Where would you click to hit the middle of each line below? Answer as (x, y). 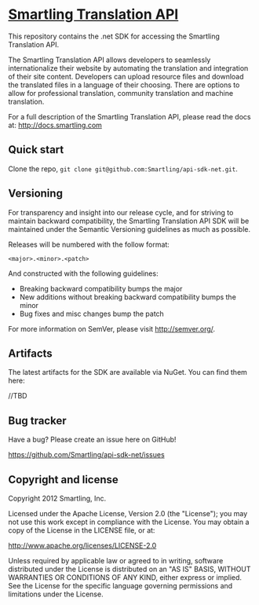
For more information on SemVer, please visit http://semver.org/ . (112, 328)
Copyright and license (64, 480)
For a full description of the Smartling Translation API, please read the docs (129, 116)
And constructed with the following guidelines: (83, 273)
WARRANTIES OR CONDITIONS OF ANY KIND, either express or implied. (125, 577)
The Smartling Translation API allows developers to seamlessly (109, 60)
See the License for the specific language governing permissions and (120, 586)
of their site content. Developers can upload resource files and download (126, 76)
